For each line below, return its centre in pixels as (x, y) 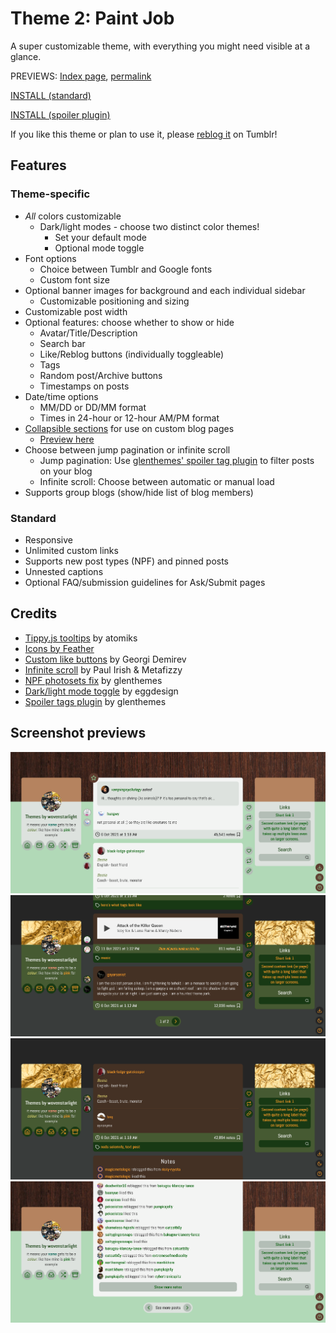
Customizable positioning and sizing (114, 301)
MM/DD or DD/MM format (93, 407)
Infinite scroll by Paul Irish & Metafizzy (103, 669)
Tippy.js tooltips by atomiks (81, 638)
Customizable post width (76, 311)
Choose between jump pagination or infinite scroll (127, 449)
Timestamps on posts (84, 386)
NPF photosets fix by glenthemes (93, 680)
